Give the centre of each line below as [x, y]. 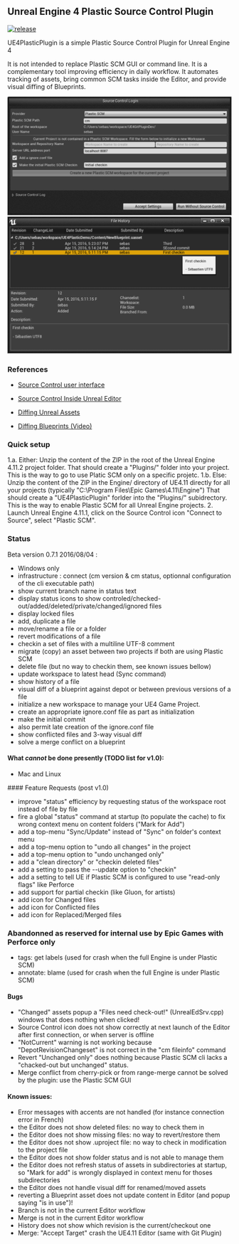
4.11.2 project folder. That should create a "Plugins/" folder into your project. [118, 468]
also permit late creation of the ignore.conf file [86, 726]
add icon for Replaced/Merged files [70, 915]
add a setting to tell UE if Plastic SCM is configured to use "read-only [119, 876]
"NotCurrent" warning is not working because [85, 1042]
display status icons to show [59, 598]
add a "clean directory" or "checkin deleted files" [90, 862]
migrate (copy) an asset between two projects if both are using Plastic [121, 651]
